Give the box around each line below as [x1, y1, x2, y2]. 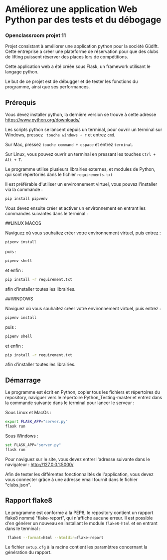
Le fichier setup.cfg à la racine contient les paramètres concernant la [5, 544, 148, 550]
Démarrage [5, 376, 41, 384]
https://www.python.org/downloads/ [5, 117, 80, 123]
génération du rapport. [5, 550, 52, 556]
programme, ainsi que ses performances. [5, 84, 90, 90]
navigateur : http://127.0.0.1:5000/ [5, 461, 74, 468]
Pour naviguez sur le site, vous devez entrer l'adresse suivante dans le [5, 456, 151, 462]
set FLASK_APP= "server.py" [5, 442, 61, 448]
